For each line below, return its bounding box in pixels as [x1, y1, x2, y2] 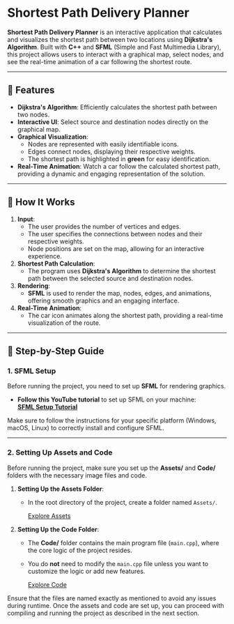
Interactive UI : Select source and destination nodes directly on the [17, 117, 209, 126]
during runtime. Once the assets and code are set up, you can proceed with [7, 601, 224, 609]
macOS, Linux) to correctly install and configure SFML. [7, 424, 165, 432]
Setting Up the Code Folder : [17, 525, 100, 533]
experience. [27, 252, 63, 260]
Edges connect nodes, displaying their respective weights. [27, 147, 196, 155]
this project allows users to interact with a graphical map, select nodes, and [7, 50, 224, 59]
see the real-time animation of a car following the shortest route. [7, 57, 192, 66]
